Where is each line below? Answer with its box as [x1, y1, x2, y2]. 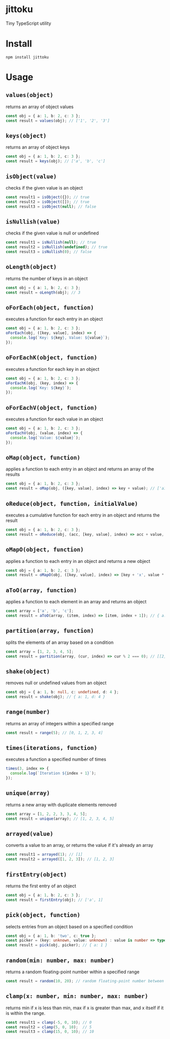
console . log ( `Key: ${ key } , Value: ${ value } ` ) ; [10, 335, 110, 341]
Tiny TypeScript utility [6, 20, 51, 26]
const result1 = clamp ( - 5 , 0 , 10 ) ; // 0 [6, 1020, 92, 1025]
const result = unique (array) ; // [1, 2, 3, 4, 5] [6, 816, 115, 821]
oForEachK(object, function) [6, 354, 98, 361]
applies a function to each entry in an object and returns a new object [6, 558, 150, 564]
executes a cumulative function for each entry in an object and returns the [6, 512, 160, 518]
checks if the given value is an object [6, 185, 83, 191]
